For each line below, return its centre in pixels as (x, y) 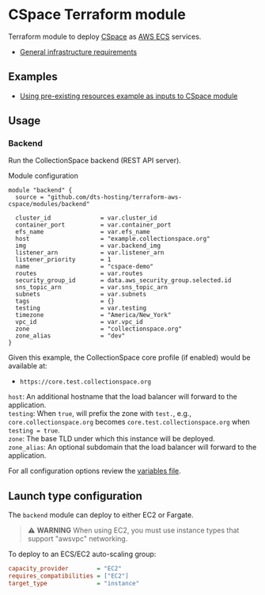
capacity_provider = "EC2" (65, 569)
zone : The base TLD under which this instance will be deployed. (112, 439)
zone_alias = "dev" (70, 336)
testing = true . (34, 430)
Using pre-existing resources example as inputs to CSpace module (129, 96)
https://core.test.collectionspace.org (85, 382)
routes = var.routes (79, 274)
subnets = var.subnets (81, 295)
